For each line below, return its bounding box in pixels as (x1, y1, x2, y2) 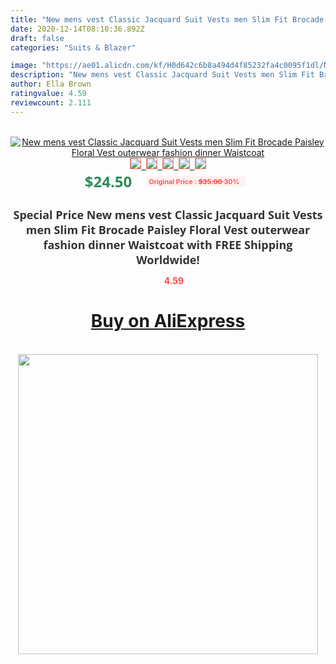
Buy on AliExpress (90, 310, 246, 333)
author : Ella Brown (10, 79, 92, 90)
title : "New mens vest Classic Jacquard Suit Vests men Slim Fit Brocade (10, 14, 325, 25)
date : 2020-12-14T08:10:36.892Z (10, 24, 145, 34)
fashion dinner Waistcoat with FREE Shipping (43, 236, 293, 253)
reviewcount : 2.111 (10, 97, 92, 108)
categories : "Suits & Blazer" (10, 42, 137, 53)
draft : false (10, 33, 65, 43)
